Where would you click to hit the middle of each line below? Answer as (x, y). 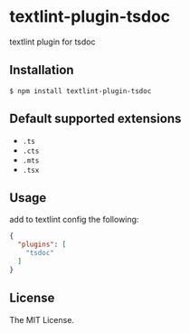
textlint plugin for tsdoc (52, 42)
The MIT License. (42, 319)
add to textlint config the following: (74, 220)
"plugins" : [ (42, 245)
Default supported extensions (95, 119)
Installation (42, 70)
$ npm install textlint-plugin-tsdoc (81, 91)
